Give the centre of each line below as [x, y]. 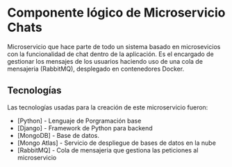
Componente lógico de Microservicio [116, 13]
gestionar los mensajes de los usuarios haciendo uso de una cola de [105, 61]
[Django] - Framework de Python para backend [85, 128]
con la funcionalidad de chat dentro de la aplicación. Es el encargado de [110, 54]
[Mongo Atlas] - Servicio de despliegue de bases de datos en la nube [117, 143]
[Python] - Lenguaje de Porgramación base [79, 121]
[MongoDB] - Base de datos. [58, 135]
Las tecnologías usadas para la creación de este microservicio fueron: [108, 107]
